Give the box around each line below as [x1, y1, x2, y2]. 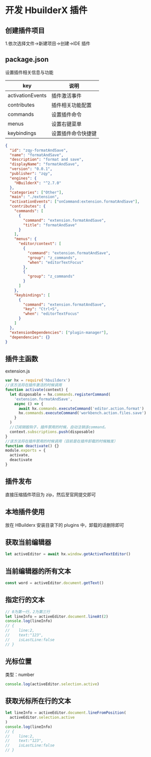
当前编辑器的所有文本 [5, 566, 71, 576]
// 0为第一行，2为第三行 [5, 609, 50, 614]
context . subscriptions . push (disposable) [9, 429, 95, 434]
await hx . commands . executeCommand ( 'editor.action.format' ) [18, 406, 144, 411]
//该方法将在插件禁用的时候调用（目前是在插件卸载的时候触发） [5, 438, 118, 444]
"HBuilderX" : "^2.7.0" [14, 180, 61, 185]
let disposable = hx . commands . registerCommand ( [9, 392, 111, 397]
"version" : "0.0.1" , [9, 166, 52, 171]
